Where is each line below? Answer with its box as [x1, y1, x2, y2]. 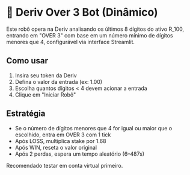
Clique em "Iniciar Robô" [14, 91, 76, 98]
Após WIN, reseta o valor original [14, 144, 97, 151]
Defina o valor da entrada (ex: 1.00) [14, 78, 103, 85]
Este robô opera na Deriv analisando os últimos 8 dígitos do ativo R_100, [6, 25, 185, 33]
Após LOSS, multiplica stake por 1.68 [14, 137, 106, 144]
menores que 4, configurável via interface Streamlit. [6, 38, 135, 45]
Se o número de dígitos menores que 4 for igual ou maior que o [14, 124, 173, 132]
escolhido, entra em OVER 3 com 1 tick [14, 131, 111, 138]
